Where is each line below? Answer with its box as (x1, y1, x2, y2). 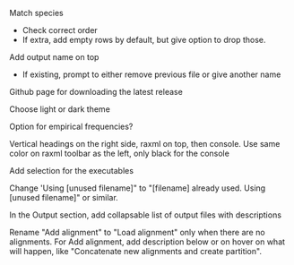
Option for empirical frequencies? (9, 121, 134, 132)
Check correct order (22, 25, 99, 35)
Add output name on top (9, 52, 99, 62)
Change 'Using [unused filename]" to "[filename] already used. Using (9, 183, 266, 193)
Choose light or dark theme (9, 104, 110, 115)
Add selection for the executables (9, 166, 134, 175)
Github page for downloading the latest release (9, 87, 184, 97)
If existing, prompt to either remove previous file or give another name (22, 69, 281, 80)
